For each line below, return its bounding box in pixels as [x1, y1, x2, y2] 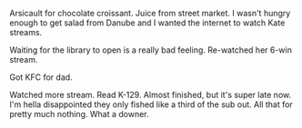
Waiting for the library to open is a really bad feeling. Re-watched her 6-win [9, 44, 293, 55]
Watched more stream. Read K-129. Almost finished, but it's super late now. [9, 90, 292, 100]
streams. [9, 27, 43, 37]
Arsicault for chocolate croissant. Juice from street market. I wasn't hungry [9, 8, 291, 18]
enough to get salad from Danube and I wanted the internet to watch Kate [9, 17, 286, 28]
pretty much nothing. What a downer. [9, 109, 149, 119]
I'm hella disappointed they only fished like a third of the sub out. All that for [9, 99, 293, 110]
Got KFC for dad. [9, 72, 73, 83]
